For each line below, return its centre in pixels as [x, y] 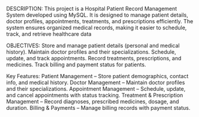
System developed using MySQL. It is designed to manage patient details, [97, 15]
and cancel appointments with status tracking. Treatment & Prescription [95, 95]
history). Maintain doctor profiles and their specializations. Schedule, [91, 52]
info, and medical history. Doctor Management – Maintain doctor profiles [96, 82]
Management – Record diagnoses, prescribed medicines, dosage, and [93, 101]
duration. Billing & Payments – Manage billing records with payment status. [98, 108]
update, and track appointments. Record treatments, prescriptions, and [94, 58]
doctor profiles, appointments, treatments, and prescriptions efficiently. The [100, 21]
